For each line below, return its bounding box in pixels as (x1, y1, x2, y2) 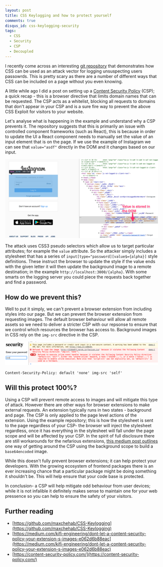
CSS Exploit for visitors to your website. (5, 109, 84, 114)
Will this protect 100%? (5, 384, 77, 392)
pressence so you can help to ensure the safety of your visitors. (5, 493, 132, 499)
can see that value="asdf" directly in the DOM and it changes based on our (5, 144, 155, 150)
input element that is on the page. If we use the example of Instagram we (5, 139, 151, 145)
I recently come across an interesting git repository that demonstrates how (5, 63, 154, 69)
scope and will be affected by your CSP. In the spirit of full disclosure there (5, 433, 155, 438)
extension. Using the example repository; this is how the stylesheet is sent (5, 417, 154, 423)
